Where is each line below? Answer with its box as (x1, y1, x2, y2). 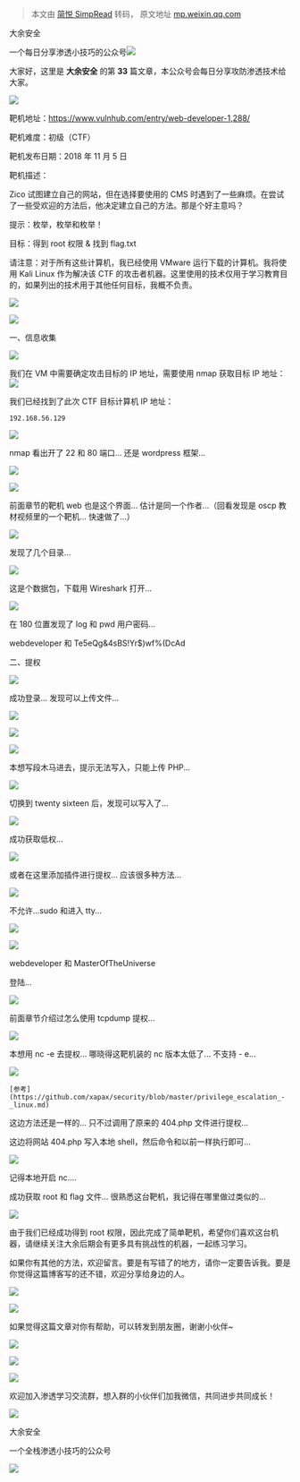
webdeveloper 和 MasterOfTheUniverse (9, 958, 156, 968)
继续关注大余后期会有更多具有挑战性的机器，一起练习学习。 (32, 1238, 252, 1248)
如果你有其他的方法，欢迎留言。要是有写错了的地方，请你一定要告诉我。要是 (9, 1257, 291, 1268)
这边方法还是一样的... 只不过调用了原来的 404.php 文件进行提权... (9, 1118, 248, 1127)
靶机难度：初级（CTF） (9, 132, 96, 142)
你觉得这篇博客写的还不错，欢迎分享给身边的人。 (9, 1269, 189, 1279)
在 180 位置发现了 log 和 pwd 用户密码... (9, 619, 156, 630)
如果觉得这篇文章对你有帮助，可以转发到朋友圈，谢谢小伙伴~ (9, 1321, 234, 1332)
